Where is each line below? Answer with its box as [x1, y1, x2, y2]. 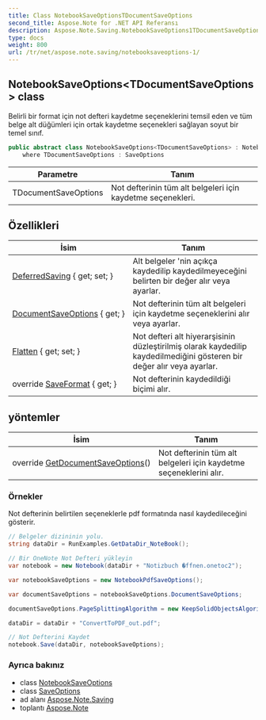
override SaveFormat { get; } [12, 378, 117, 389]
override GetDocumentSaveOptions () [12, 458, 151, 469]
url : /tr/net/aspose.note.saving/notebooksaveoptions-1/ [8, 48, 200, 56]
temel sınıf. [8, 128, 44, 137]
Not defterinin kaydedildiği [132, 373, 231, 385]
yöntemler [8, 410, 61, 424]
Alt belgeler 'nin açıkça [132, 255, 218, 266]
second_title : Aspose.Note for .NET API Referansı [8, 19, 179, 27]
